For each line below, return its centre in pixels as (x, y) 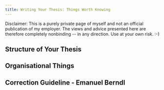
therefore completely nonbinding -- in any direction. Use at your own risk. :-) (82, 34)
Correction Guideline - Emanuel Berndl (65, 82)
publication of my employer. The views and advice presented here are (76, 29)
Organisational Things (40, 66)
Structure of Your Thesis (43, 49)
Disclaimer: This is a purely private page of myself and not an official (74, 23)
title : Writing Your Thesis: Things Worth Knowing (58, 10)
